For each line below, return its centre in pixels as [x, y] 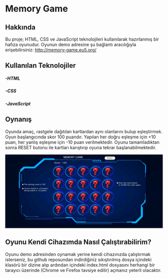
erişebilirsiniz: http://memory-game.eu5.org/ [51, 50]
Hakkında [20, 27]
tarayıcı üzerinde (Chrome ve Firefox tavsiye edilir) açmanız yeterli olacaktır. [83, 270]
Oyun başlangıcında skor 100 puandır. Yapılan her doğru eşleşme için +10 [80, 137]
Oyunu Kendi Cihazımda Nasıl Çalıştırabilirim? [78, 242]
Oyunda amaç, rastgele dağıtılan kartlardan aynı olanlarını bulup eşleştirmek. [84, 131]
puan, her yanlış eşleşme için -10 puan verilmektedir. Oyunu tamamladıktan [82, 142]
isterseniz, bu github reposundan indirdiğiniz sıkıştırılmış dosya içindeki [78, 259]
